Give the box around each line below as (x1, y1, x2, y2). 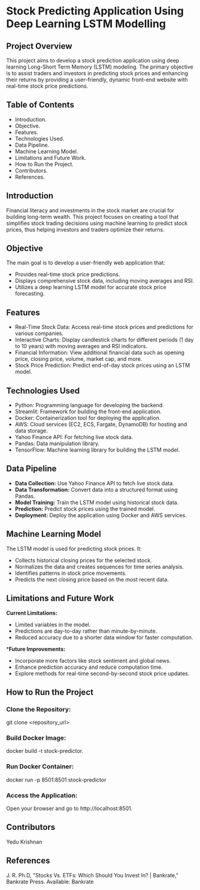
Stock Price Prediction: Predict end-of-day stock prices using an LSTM (14, 362, 190, 369)
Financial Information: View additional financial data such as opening (14, 349, 184, 356)
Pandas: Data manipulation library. (14, 440, 100, 447)
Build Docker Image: (6, 734, 66, 742)
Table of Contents (6, 100, 75, 110)
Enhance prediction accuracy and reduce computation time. (14, 663, 163, 671)
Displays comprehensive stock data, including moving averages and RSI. (14, 277, 195, 284)
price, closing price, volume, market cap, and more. (14, 355, 143, 363)
